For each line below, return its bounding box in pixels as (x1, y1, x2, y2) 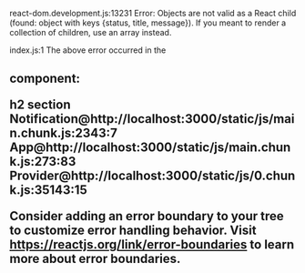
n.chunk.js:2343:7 (9, 126, 118, 141)
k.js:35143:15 (9, 182, 88, 198)
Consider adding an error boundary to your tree (9, 208, 284, 224)
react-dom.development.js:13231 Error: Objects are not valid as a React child (9, 8, 297, 18)
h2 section (9, 97, 71, 113)
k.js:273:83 (9, 154, 76, 169)
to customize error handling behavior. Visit (9, 223, 257, 238)
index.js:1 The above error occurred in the (9, 45, 167, 56)
